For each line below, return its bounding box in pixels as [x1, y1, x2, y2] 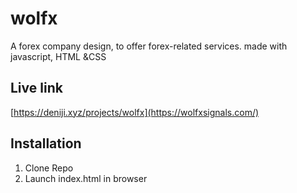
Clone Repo [24, 162, 74, 174]
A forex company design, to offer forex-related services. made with [10, 40, 288, 52]
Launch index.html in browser [24, 172, 148, 184]
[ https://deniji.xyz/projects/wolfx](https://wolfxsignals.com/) [10, 106, 260, 118]
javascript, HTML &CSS [10, 50, 107, 62]
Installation [10, 135, 82, 152]
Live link [10, 80, 63, 97]
